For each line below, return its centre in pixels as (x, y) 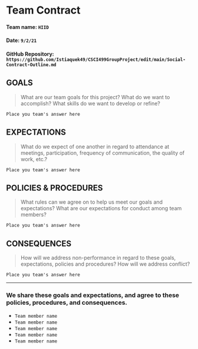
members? (34, 215)
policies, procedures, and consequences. (67, 303)
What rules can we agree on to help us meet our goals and (92, 202)
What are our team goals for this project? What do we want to (95, 97)
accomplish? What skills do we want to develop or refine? (90, 103)
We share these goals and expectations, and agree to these (93, 295)
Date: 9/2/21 (22, 40)
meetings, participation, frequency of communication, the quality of (103, 153)
